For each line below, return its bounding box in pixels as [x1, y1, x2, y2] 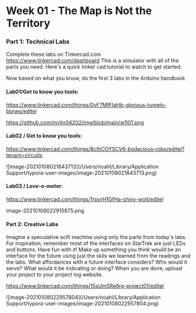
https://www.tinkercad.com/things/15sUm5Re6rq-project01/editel [6, 282, 164, 290]
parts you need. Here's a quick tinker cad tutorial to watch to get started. [6, 63, 182, 70]
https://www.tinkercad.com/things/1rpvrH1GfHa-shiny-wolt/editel [6, 196, 164, 203]
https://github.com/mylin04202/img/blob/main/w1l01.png [6, 119, 144, 126]
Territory [6, 16, 50, 30]
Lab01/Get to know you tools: [6, 88, 79, 95]
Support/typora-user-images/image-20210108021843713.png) [6, 169, 157, 176]
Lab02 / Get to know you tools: [6, 132, 83, 139]
